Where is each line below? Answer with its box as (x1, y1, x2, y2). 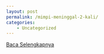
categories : (6, 19, 35, 25)
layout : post (6, 8, 38, 15)
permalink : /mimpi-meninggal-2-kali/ (6, 14, 99, 20)
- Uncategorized (16, 25, 57, 31)
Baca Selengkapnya (6, 41, 55, 48)
